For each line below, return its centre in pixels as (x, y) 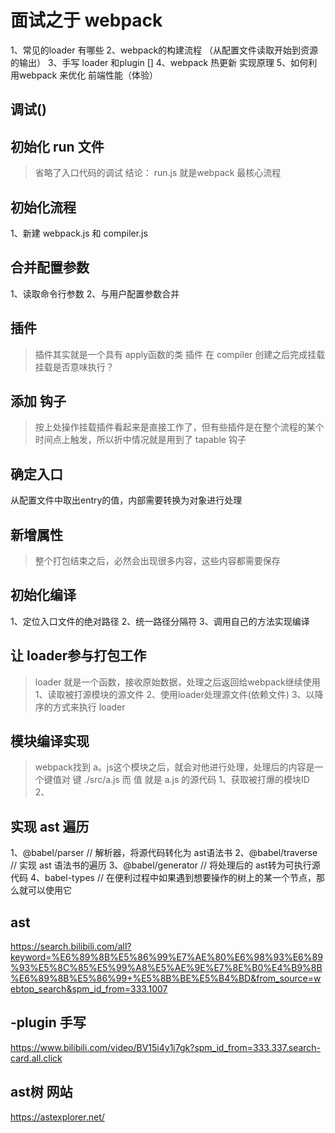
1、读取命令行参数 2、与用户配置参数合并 (95, 293)
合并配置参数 (50, 267)
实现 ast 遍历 (50, 826)
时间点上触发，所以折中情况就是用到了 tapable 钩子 (140, 440)
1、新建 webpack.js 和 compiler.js (79, 233)
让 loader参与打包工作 (78, 656)
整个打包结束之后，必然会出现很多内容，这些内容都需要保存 (157, 561)
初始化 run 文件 (57, 146)
